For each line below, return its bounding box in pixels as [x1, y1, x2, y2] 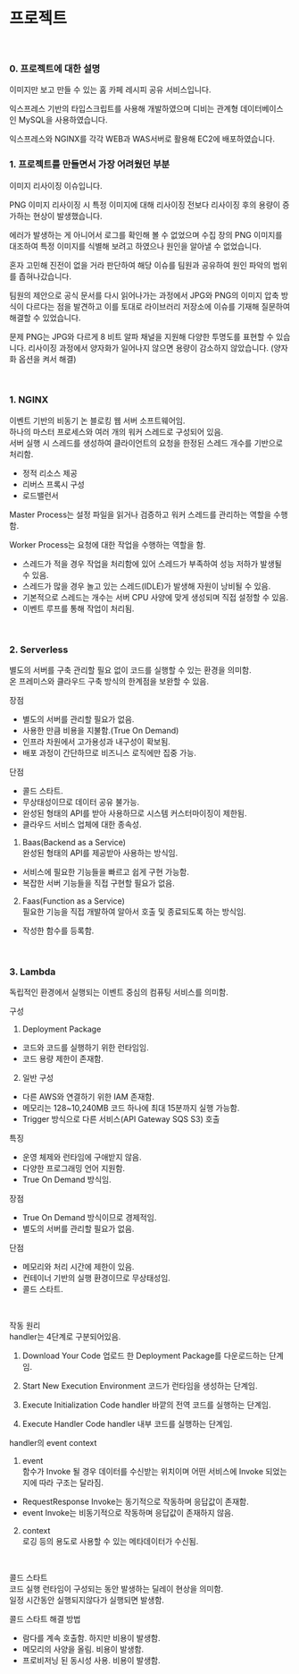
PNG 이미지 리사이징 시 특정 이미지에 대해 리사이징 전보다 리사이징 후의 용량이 [9, 199, 281, 210]
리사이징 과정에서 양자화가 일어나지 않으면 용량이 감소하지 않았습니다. [28, 342, 270, 353]
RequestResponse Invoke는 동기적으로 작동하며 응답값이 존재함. [21, 1496, 249, 1508]
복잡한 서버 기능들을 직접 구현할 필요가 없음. [21, 878, 176, 888]
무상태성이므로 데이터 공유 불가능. [21, 797, 140, 808]
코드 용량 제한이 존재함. [21, 1053, 104, 1065]
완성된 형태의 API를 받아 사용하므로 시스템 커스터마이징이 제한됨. [21, 808, 247, 819]
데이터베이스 [239, 104, 284, 115]
